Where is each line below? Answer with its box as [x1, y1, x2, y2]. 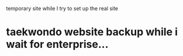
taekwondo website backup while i [6, 26, 178, 38]
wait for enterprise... [6, 38, 109, 51]
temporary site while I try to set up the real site [6, 5, 119, 12]
